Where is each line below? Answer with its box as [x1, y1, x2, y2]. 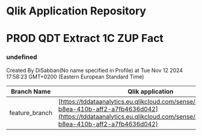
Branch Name [11, 87, 51, 95]
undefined [6, 53, 37, 61]
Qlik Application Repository [6, 4, 146, 18]
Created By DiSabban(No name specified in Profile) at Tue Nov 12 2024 [6, 67, 183, 74]
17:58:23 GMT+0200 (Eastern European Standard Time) [6, 73, 144, 80]
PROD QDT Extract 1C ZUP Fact [6, 32, 164, 46]
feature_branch [9, 108, 53, 117]
